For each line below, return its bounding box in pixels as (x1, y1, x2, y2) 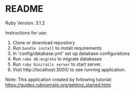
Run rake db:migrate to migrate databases (12, 55, 102, 61)
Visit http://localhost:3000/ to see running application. (12, 67, 126, 73)
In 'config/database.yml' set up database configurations (12, 50, 130, 56)
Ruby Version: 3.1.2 (5, 20, 45, 26)
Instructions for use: (5, 29, 47, 36)
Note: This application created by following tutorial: (5, 76, 112, 82)
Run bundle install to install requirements (12, 45, 102, 51)
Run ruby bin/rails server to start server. (12, 61, 102, 67)
